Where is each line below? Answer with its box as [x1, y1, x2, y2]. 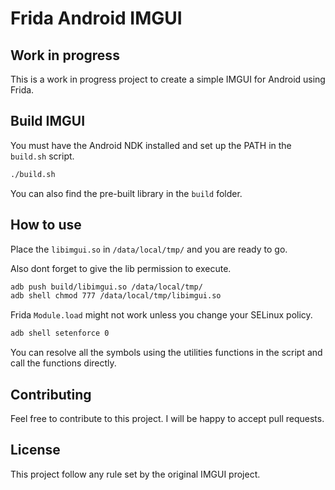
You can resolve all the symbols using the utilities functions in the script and [10, 347, 323, 359]
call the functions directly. [10, 357, 117, 369]
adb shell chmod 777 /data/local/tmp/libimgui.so [10, 291, 222, 301]
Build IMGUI [10, 113, 86, 130]
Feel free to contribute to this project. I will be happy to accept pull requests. [10, 412, 325, 424]
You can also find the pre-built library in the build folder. [10, 187, 243, 199]
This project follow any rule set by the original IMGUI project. [10, 468, 261, 480]
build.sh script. [10, 150, 75, 162]
